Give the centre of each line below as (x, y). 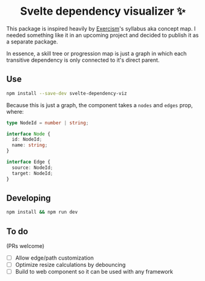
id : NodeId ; (27, 140)
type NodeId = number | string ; (47, 123)
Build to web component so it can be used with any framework (94, 272)
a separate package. (32, 42)
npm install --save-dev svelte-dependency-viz (67, 93)
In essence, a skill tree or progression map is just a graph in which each (97, 53)
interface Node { (28, 134)
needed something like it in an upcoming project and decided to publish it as (102, 35)
